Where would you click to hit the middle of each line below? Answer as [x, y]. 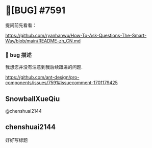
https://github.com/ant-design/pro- [42, 77]
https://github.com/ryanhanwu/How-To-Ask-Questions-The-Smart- [76, 35]
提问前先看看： [21, 25]
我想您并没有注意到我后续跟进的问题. [44, 67]
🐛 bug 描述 [19, 55]
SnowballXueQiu [33, 99]
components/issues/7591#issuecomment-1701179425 [62, 83]
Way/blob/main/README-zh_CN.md [43, 41]
